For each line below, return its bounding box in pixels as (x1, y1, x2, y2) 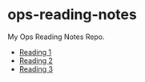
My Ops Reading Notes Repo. (7, 32, 105, 41)
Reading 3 (18, 64, 54, 73)
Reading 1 (18, 47, 52, 57)
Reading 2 (18, 56, 54, 65)
